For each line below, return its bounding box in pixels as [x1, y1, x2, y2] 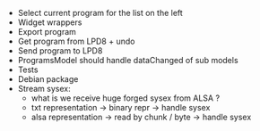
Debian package [17, 74, 79, 84]
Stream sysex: [17, 84, 71, 94]
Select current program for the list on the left [17, 8, 184, 18]
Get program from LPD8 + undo [17, 36, 135, 46]
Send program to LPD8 [17, 45, 103, 56]
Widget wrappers [17, 17, 82, 28]
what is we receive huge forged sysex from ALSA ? [30, 93, 221, 103]
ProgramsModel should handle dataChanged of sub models [17, 55, 239, 65]
